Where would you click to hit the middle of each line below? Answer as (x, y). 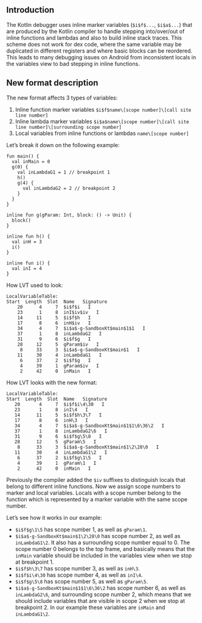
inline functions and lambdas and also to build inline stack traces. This (94, 38)
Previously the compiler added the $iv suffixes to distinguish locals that (96, 479)
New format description (52, 83)
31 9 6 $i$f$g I (54, 339)
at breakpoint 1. (34, 562)
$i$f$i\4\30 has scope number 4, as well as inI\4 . (79, 575)
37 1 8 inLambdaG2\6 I (61, 431)
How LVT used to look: (35, 285)
